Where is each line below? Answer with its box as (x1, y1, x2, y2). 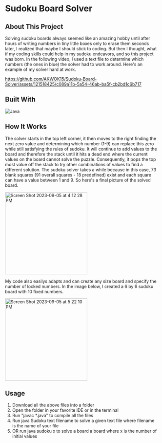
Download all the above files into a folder (12, 402, 95, 408)
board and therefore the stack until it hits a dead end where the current (5, 151, 148, 157)
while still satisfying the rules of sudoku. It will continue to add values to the (5, 146, 157, 152)
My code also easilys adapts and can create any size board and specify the (5, 278, 157, 284)
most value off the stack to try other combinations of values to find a (5, 161, 143, 167)
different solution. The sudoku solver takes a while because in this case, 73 (5, 167, 157, 173)
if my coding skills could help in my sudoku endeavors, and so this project (5, 51, 154, 57)
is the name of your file (12, 423, 59, 429)
